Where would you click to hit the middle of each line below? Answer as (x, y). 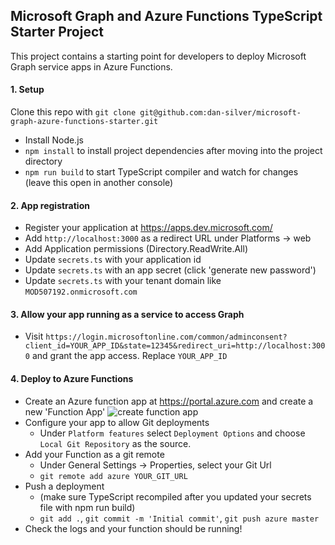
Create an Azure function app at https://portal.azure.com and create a (169, 401)
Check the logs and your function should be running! (133, 528)
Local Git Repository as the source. (115, 443)
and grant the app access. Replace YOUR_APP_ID (129, 356)
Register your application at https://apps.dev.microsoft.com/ (148, 228)
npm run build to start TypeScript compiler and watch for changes (161, 172)
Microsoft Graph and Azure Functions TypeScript (166, 16)
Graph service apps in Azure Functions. (91, 66)
